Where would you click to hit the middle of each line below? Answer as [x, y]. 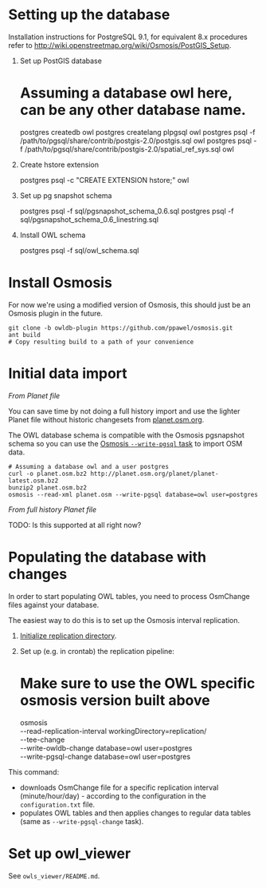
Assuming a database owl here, [126, 93]
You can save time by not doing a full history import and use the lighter [124, 411]
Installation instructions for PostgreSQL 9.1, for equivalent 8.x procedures [128, 37]
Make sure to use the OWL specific [137, 683]
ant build [25, 335]
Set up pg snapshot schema [66, 195]
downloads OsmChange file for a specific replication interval [119, 787]
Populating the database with [108, 557]
